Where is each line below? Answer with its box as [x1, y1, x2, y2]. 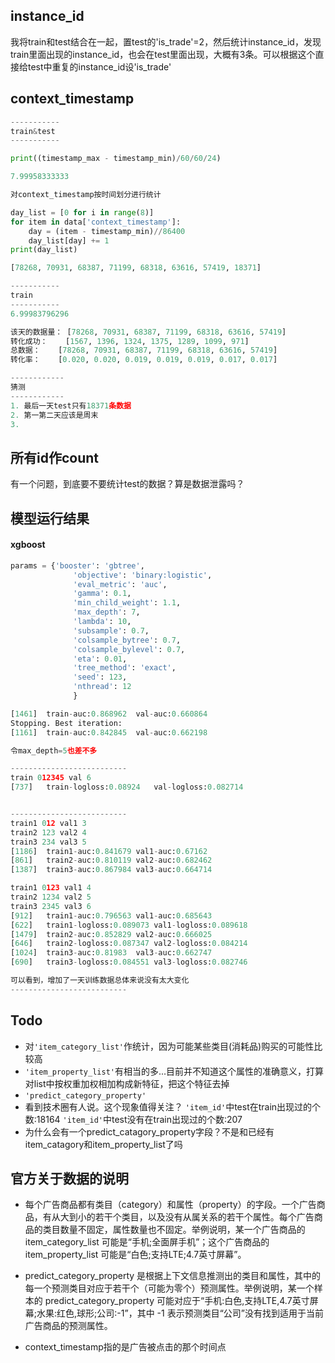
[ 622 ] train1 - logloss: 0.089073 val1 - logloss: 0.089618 [10, 920, 248, 930]
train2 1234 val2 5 [10, 892, 92, 903]
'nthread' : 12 [73, 682, 132, 692]
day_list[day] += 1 [28, 235, 110, 246]
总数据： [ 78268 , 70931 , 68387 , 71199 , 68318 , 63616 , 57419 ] [10, 345, 278, 356]
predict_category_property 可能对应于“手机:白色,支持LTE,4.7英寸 [44, 1295, 310, 1307]
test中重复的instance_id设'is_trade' [27, 60, 172, 73]
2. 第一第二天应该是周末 [10, 410, 99, 420]
